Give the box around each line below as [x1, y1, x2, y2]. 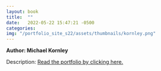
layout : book [6, 8, 39, 15]
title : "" [6, 14, 33, 20]
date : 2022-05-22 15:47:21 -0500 [6, 20, 95, 25]
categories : [6, 25, 36, 31]
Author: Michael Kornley [6, 47, 69, 54]
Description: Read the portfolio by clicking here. [6, 59, 123, 66]
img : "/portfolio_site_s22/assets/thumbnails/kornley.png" [6, 31, 156, 37]
